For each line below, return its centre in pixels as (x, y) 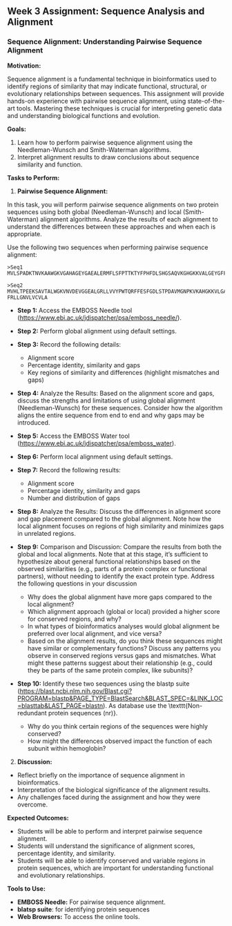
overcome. (32, 804)
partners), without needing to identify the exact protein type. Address (116, 576)
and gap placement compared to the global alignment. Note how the (114, 519)
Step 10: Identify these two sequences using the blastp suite (103, 684)
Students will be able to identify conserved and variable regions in (111, 860)
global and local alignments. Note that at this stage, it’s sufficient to (113, 554)
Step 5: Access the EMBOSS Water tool (73, 436)
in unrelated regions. (46, 533)
